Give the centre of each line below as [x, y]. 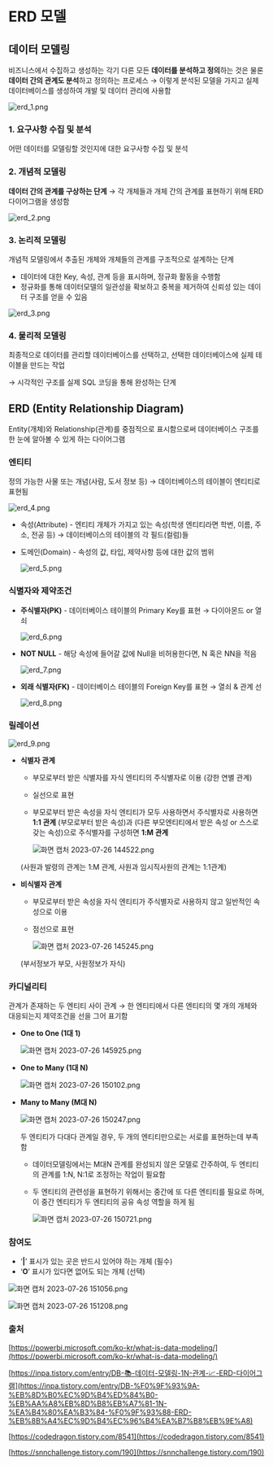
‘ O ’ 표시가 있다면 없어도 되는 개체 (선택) [82, 1272]
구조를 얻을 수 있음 [58, 297]
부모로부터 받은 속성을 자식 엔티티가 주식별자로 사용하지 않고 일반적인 [142, 901]
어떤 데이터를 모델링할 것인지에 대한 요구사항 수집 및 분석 [98, 149]
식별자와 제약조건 [40, 591]
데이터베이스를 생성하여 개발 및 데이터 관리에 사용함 [90, 91]
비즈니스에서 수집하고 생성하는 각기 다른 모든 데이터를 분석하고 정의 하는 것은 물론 [136, 70]
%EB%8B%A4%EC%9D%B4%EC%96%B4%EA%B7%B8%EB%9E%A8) [131, 1420]
